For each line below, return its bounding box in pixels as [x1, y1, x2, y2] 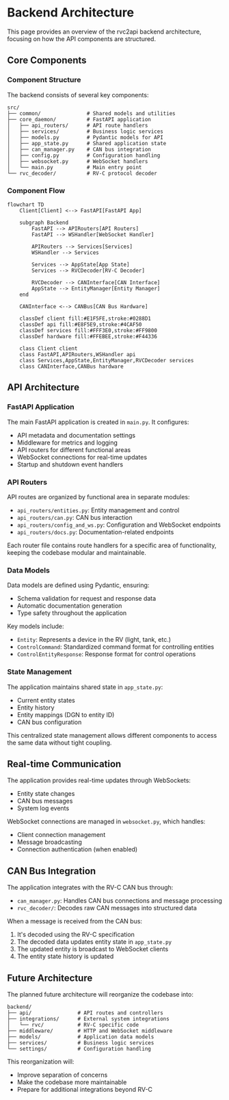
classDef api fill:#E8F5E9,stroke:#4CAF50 [19, 321, 142, 328]
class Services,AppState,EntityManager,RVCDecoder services [19, 357, 194, 364]
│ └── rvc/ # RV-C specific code [7, 1021, 139, 1028]
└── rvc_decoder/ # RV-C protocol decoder [7, 170, 157, 177]
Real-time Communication [7, 758, 122, 770]
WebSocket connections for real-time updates [16, 453, 148, 461]
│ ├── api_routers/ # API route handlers [7, 122, 148, 129]
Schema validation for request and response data [16, 595, 157, 603]
